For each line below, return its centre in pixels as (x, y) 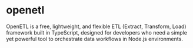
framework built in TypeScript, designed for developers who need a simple (96, 32)
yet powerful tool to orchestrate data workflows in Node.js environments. (95, 39)
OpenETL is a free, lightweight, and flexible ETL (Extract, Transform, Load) (96, 26)
